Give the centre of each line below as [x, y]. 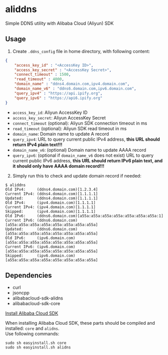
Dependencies [29, 275]
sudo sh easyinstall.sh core [36, 343]
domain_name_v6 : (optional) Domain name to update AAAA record [79, 150]
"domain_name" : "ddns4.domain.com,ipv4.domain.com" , [72, 84]
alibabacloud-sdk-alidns [38, 298]
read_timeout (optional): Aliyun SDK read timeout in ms [70, 128]
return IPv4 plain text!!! [37, 144]
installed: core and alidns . [32, 328]
